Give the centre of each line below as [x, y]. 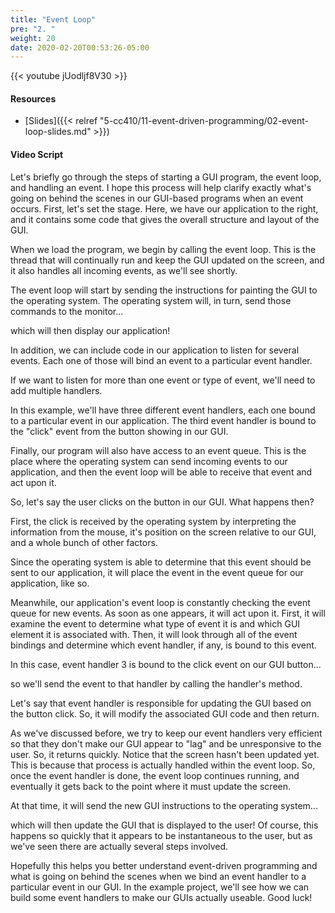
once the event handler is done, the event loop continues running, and [155, 775]
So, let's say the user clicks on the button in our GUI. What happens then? [162, 502]
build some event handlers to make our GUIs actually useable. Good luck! [161, 897]
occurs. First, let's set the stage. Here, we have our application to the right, [164, 208]
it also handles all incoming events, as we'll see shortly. [124, 270]
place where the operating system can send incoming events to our [149, 461]
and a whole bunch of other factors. [84, 542]
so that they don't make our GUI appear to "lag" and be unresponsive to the [166, 743]
